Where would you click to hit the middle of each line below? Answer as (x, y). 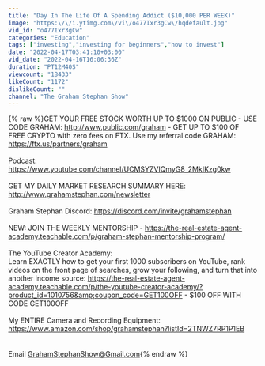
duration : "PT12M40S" (44, 67)
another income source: (47, 278)
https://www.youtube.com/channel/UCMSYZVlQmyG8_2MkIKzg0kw (119, 169)
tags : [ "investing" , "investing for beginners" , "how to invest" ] (116, 45)
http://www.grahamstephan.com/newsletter (79, 194)
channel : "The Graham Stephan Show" (68, 96)
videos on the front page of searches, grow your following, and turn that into (133, 270)
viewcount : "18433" (40, 74)
